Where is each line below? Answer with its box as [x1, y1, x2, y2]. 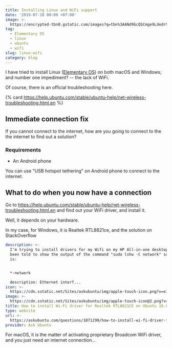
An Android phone [12, 158, 52, 164]
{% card [5, 94, 23, 100]
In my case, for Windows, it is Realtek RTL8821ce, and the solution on [5, 227, 153, 233]
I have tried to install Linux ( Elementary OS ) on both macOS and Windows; [5, 69, 162, 75]
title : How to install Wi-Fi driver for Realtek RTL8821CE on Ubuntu [5, 303, 157, 309]
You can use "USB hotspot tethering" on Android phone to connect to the [5, 168, 160, 174]
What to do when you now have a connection [5, 188, 152, 197]
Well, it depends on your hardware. [5, 217, 79, 223]
